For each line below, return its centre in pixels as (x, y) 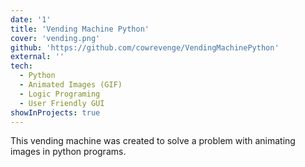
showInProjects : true (55, 112)
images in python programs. (68, 152)
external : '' (37, 57)
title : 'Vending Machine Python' (80, 29)
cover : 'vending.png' (55, 38)
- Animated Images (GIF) (71, 85)
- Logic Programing (60, 94)
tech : (21, 66)
